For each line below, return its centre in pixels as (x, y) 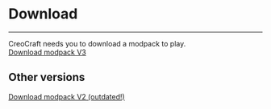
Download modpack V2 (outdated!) (67, 96)
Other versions (47, 77)
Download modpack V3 (47, 52)
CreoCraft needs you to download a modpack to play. (97, 43)
